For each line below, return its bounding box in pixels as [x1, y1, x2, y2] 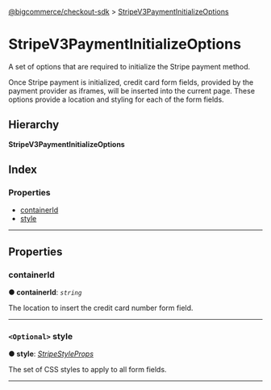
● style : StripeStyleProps [8, 349, 94, 359]
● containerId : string [8, 287, 82, 297]
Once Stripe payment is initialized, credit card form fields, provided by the [8, 77, 254, 87]
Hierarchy [8, 118, 60, 132]
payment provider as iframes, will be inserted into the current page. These [8, 86, 256, 95]
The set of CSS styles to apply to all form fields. [8, 365, 167, 375]
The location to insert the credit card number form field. [8, 303, 194, 313]
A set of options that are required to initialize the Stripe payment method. [8, 61, 251, 71]
